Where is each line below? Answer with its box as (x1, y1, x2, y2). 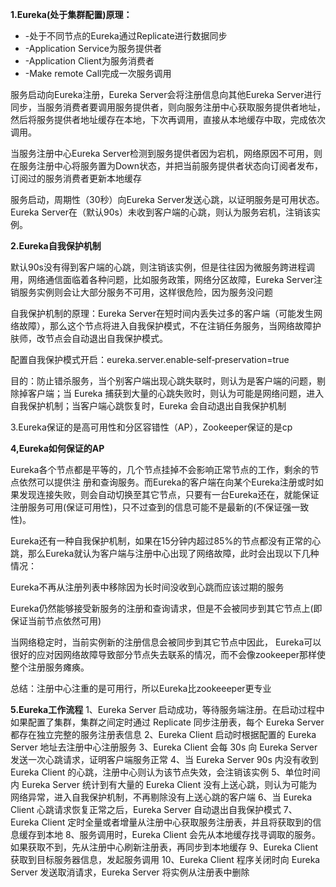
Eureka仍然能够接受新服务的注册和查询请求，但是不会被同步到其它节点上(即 (10, 603, 323, 614)
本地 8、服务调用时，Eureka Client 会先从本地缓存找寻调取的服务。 (44, 829, 321, 840)
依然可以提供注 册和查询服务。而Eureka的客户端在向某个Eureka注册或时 (18, 476, 315, 488)
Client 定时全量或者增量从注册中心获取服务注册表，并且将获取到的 (41, 816, 313, 828)
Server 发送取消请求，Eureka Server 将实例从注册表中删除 (10, 866, 250, 878)
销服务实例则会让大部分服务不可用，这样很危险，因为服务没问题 (10, 286, 273, 298)
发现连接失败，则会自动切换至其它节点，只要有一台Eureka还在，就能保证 (18, 489, 320, 500)
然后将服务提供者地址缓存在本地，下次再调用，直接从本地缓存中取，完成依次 (10, 114, 326, 125)
